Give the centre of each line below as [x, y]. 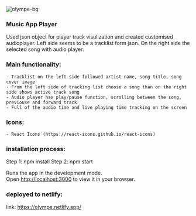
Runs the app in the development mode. [54, 173]
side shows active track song [43, 92]
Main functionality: [34, 64]
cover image [20, 82]
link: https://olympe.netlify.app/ [44, 207]
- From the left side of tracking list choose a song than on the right [97, 87]
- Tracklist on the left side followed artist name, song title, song [94, 77]
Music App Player [32, 24]
